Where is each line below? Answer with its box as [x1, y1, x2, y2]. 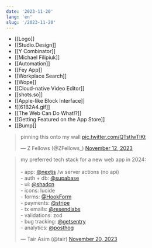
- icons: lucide [20, 187, 56, 194]
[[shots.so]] [14, 91, 43, 98]
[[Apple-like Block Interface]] [14, 97, 85, 104]
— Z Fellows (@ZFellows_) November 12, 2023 [20, 145, 133, 152]
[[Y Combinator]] [14, 48, 56, 55]
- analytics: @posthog [20, 224, 74, 231]
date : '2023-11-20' [6, 8, 54, 15]
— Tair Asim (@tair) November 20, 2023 [20, 236, 118, 243]
